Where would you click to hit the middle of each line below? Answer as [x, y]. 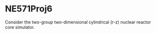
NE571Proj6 [29, 9]
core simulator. [20, 27]
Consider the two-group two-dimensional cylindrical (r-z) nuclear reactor [78, 22]
